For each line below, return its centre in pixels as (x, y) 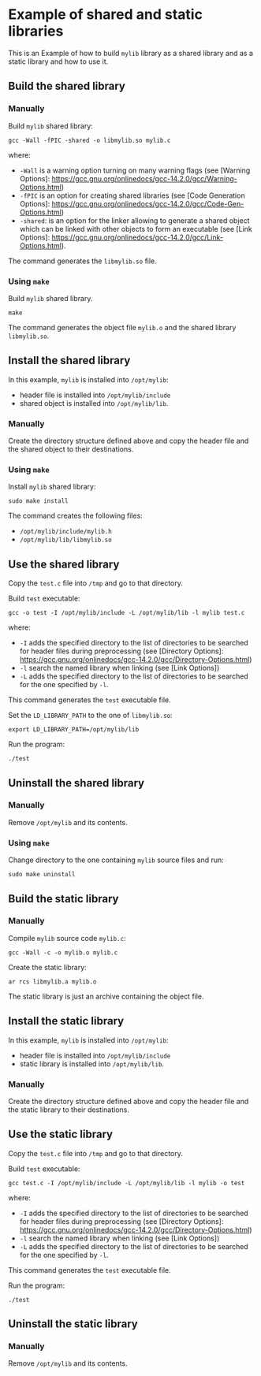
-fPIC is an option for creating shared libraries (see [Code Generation (132, 195)
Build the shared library (67, 86)
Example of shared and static (106, 15)
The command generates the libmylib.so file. (83, 261)
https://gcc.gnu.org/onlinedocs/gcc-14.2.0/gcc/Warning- (145, 178)
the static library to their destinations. (69, 1110)
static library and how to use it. (58, 61)
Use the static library (60, 1134)
